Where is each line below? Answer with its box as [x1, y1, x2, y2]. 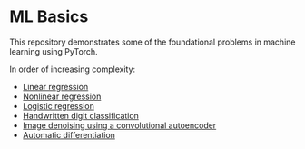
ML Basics [9, 6, 89, 27]
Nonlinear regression [22, 91, 102, 102]
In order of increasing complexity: [9, 64, 136, 74]
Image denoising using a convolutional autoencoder [22, 120, 217, 131]
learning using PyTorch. [9, 45, 98, 56]
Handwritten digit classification [22, 110, 139, 121]
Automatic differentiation [22, 129, 116, 140]
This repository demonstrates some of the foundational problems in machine [9, 36, 296, 47]
